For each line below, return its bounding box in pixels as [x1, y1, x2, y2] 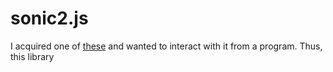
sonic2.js [10, 7, 89, 30]
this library [10, 50, 55, 62]
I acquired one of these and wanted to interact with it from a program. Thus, [10, 40, 323, 52]
